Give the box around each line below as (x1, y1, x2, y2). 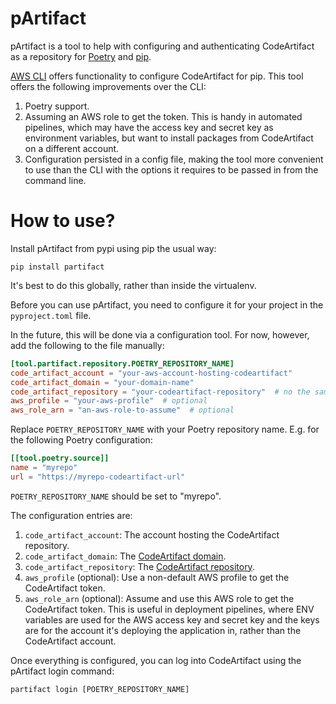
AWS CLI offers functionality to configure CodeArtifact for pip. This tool (10, 70, 304, 82)
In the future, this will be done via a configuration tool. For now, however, (10, 328, 310, 341)
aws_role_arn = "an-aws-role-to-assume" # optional (10, 405, 235, 416)
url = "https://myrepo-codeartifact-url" (10, 472, 186, 482)
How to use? (10, 210, 116, 232)
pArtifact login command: (10, 665, 115, 677)
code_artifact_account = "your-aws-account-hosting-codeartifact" (10, 368, 293, 378)
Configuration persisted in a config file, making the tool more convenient (24, 153, 324, 165)
